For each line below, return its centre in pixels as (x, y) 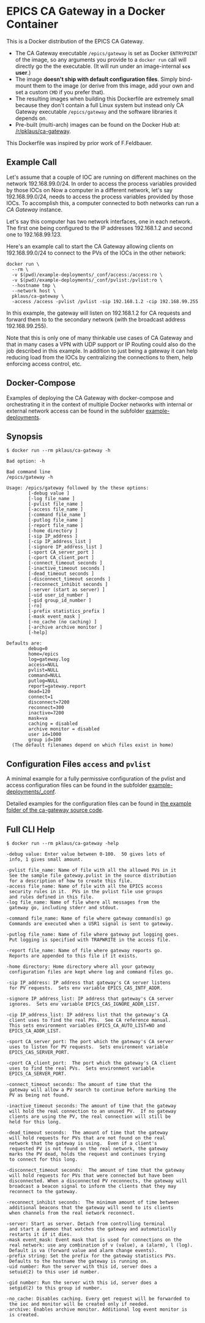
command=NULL (45, 676)
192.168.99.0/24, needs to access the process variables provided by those (100, 197)
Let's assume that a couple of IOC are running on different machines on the (101, 177)
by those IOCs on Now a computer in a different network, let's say (90, 190)
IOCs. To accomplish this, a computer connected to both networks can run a (102, 203)
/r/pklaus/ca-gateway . (43, 131)
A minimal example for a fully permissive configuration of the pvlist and (96, 779)
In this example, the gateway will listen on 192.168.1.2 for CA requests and (99, 313)
